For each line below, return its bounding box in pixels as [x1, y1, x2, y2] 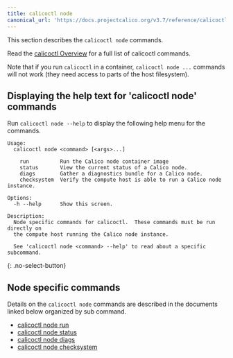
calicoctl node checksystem [17, 343, 98, 351]
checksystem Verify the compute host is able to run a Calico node [19, 176, 222, 184]
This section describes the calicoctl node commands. [7, 35, 164, 44]
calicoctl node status [17, 328, 78, 336]
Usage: [7, 140, 26, 147]
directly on [7, 225, 42, 232]
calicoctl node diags [17, 336, 76, 344]
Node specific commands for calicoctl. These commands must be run [13, 219, 216, 226]
